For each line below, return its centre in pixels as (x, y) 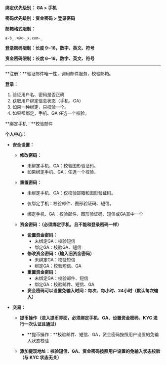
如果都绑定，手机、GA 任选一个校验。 (51, 113)
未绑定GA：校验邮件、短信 (61, 278)
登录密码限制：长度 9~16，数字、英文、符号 (50, 48)
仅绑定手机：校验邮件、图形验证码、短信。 (70, 203)
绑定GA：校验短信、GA (58, 266)
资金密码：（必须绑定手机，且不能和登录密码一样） (71, 224)
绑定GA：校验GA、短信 (58, 247)
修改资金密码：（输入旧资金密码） (61, 253)
